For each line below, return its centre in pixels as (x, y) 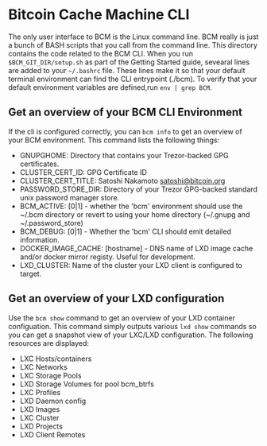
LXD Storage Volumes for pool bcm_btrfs (87, 384)
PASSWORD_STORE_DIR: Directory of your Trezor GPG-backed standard (139, 189)
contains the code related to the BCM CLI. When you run (101, 53)
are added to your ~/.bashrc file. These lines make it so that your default (127, 70)
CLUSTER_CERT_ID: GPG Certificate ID (83, 172)
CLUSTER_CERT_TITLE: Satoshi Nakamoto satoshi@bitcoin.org (122, 180)
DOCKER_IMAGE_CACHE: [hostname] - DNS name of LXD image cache (136, 248)
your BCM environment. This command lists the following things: (114, 140)
